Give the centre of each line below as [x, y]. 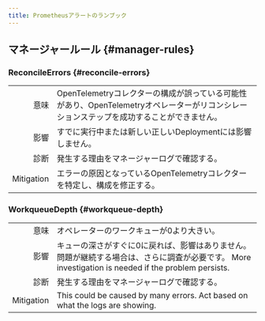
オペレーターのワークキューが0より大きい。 [138, 230]
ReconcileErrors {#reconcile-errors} [79, 72]
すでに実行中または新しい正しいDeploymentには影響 [154, 132]
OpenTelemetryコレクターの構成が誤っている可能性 [152, 93]
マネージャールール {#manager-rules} [101, 49]
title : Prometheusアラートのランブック [68, 15]
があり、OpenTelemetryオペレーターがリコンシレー [152, 105]
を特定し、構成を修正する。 [108, 185]
